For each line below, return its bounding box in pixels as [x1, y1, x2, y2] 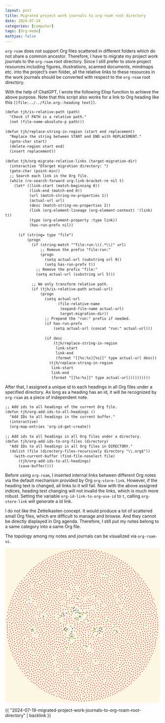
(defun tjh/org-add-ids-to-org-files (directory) [5, 439, 109, 444]
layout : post [5, 8, 32, 13]
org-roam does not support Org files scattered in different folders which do [5, 48, 156, 54]
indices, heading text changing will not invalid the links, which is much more [5, 488, 159, 494]
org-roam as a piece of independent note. [5, 394, 88, 400]
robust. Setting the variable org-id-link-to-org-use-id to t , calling [5, 493, 140, 499]
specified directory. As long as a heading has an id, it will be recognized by [5, 389, 157, 395]
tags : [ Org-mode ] [5, 29, 41, 34]
